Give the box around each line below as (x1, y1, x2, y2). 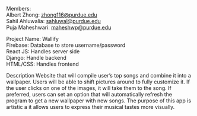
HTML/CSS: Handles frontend (6, 60, 79, 67)
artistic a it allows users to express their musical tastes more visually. (6, 104, 175, 110)
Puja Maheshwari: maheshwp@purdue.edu (6, 24, 112, 31)
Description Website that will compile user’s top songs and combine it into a (6, 72, 192, 79)
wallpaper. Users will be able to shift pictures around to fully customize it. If (6, 78, 190, 85)
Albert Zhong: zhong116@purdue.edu (6, 11, 97, 18)
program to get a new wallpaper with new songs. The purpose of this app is (6, 97, 192, 104)
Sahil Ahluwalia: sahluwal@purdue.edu (6, 18, 101, 24)
